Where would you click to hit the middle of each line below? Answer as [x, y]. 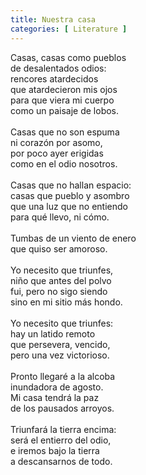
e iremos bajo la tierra [55, 450]
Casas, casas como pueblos [68, 57]
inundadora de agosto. [57, 387]
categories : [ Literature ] [69, 29]
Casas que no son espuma [65, 132]
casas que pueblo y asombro [70, 195]
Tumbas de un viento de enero [73, 238]
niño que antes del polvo [61, 280]
